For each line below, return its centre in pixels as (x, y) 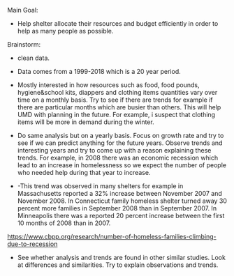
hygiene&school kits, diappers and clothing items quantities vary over (117, 92)
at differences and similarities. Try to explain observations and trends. (118, 265)
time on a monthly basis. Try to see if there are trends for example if (115, 100)
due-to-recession (32, 244)
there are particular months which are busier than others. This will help (119, 107)
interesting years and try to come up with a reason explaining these (114, 150)
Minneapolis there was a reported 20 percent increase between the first (121, 216)
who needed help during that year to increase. (84, 172)
